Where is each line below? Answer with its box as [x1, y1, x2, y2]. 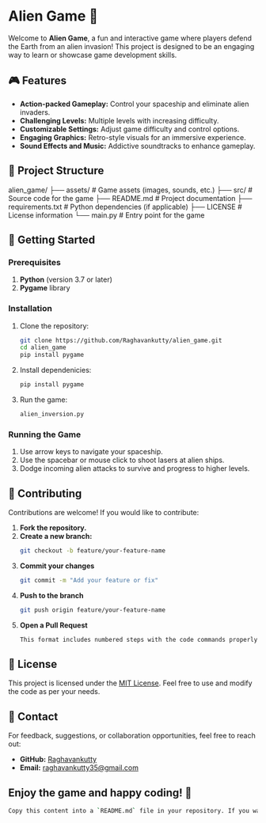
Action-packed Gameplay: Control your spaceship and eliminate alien [19, 99, 249, 108]
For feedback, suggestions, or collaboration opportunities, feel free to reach [8, 731, 256, 741]
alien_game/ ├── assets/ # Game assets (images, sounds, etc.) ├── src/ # [8, 185, 253, 195]
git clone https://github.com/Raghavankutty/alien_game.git [19, 336, 222, 344]
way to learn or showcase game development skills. [8, 50, 177, 59]
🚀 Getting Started [8, 233, 96, 246]
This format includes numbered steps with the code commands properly [19, 635, 258, 643]
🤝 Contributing [8, 487, 82, 500]
